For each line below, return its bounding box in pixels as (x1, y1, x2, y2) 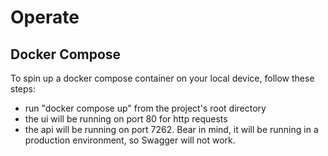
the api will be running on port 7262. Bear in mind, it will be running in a (24, 124, 319, 135)
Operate (10, 6, 80, 29)
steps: (10, 83, 36, 95)
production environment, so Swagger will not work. (24, 134, 236, 146)
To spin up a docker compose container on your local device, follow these (10, 72, 315, 84)
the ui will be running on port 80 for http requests (24, 113, 228, 125)
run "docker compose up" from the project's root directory (24, 102, 267, 114)
